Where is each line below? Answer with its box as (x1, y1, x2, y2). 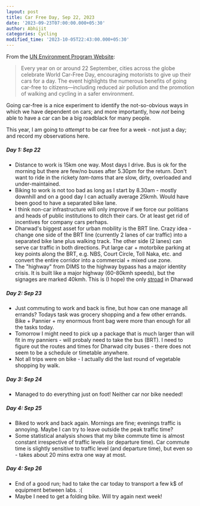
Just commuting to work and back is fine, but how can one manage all (14, 304, 188, 311)
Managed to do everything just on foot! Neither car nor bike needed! (14, 390, 183, 398)
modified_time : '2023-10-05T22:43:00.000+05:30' (6, 37, 130, 43)
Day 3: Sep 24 (6, 375, 42, 383)
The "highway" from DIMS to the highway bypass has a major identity (14, 263, 187, 270)
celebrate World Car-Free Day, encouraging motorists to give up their (20, 71, 192, 78)
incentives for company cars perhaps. (14, 218, 109, 225)
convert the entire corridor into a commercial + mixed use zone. (14, 256, 172, 263)
